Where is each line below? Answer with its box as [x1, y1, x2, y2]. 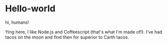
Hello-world [5, 3, 56, 14]
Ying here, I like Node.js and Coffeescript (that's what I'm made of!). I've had [5, 29, 163, 35]
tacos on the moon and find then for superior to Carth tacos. [5, 34, 129, 40]
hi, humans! [5, 19, 29, 25]
